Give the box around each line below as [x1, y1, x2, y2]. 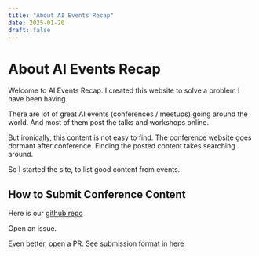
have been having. [8, 94, 68, 104]
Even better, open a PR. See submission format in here [8, 239, 184, 248]
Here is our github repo [8, 209, 84, 218]
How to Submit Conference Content [8, 188, 186, 201]
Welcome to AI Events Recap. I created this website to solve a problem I [8, 86, 240, 95]
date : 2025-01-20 [8, 19, 65, 27]
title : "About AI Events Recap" [8, 11, 114, 20]
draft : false [8, 26, 51, 34]
